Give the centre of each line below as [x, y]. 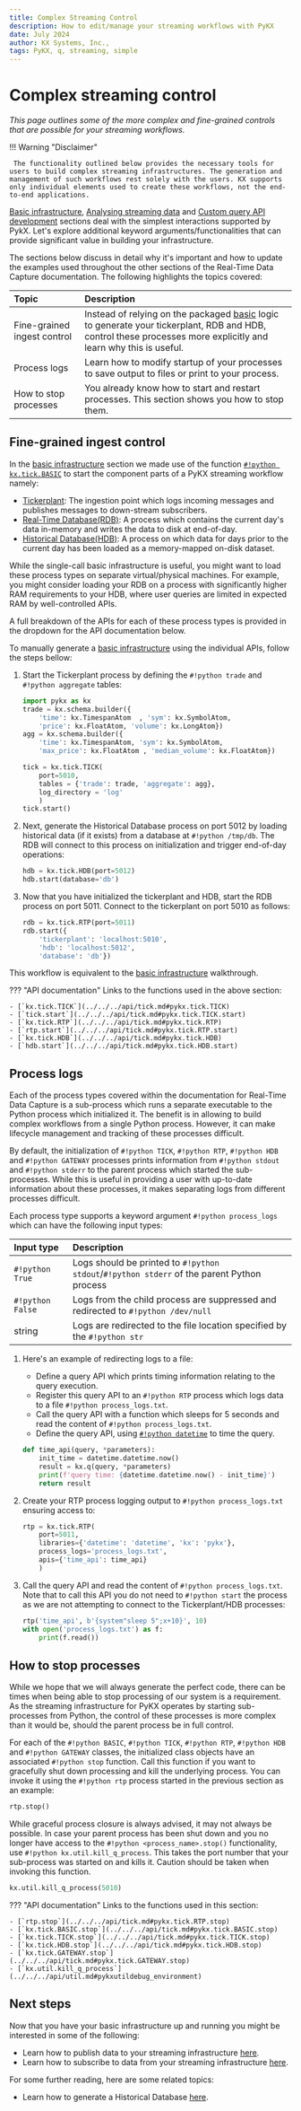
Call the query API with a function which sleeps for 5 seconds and [157, 1415]
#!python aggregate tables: [72, 684]
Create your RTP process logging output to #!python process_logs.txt [153, 1501]
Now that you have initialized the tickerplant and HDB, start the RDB [147, 897]
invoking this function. [50, 1871]
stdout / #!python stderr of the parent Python [167, 1274]
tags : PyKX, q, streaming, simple [74, 51]
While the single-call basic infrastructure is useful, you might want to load [145, 565]
